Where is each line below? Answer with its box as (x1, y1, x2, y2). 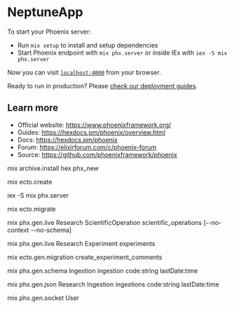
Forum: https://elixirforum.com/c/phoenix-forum (17, 143, 157, 151)
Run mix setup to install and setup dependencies (17, 41, 158, 49)
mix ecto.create (7, 177, 53, 186)
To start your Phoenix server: (7, 27, 91, 36)
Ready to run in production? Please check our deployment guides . (7, 81, 198, 90)
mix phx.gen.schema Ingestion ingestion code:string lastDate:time (7, 266, 198, 275)
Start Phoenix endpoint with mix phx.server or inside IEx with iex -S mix (17, 48, 228, 57)
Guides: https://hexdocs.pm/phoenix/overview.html (17, 128, 166, 137)
